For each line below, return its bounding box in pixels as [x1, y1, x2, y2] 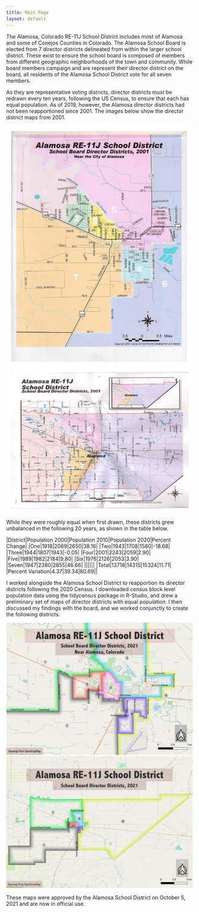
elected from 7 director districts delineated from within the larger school [6, 45, 182, 53]
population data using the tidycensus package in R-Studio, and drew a [6, 592, 178, 599]
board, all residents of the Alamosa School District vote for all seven [6, 71, 172, 78]
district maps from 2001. [6, 113, 66, 121]
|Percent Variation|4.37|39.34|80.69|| [6, 568, 98, 575]
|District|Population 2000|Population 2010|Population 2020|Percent [6, 537, 171, 544]
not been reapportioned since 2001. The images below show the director [6, 107, 184, 114]
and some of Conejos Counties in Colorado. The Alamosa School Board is [6, 39, 186, 46]
